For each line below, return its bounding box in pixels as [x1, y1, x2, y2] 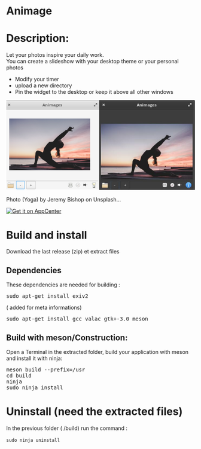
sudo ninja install [6, 384, 63, 391]
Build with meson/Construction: [6, 332, 128, 343]
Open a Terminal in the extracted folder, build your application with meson [6, 349, 189, 356]
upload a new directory [14, 82, 72, 89]
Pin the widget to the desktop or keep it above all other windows [14, 88, 173, 96]
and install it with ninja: [6, 355, 63, 362]
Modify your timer [14, 76, 59, 83]
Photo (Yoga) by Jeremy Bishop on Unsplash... [6, 196, 121, 203]
